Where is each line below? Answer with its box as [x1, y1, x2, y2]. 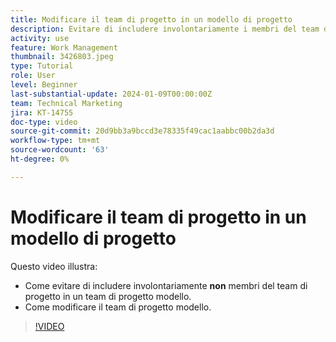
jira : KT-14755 [10, 107, 74, 118]
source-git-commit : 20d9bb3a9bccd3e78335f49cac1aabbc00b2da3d [10, 126, 275, 136]
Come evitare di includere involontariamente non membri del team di [24, 279, 308, 291]
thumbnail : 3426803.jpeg [10, 52, 114, 62]
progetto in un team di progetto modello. [24, 290, 192, 302]
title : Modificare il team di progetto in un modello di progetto [10, 14, 293, 25]
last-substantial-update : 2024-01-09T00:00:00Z [10, 89, 213, 99]
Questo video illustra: [10, 260, 98, 272]
